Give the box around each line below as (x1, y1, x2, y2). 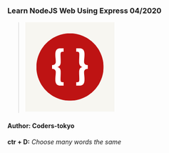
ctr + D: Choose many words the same (7, 137, 122, 146)
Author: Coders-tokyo (7, 121, 75, 130)
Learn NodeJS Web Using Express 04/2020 (7, 6, 162, 16)
